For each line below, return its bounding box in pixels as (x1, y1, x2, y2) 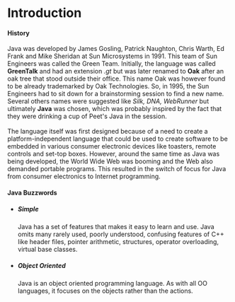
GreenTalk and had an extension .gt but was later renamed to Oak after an (7, 67, 224, 76)
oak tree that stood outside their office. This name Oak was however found (7, 74, 226, 83)
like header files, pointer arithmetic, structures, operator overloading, (17, 237, 219, 245)
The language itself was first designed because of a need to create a (7, 127, 208, 136)
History (7, 28, 30, 37)
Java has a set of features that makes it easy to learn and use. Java (17, 222, 214, 231)
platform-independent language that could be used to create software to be (7, 134, 228, 143)
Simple (17, 204, 39, 213)
